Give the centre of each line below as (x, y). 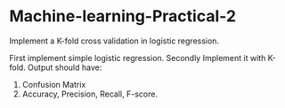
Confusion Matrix (54, 84)
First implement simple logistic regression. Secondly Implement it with (138, 58)
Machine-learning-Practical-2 (123, 16)
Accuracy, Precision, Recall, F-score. (90, 94)
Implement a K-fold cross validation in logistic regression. (114, 41)
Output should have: (65, 67)
